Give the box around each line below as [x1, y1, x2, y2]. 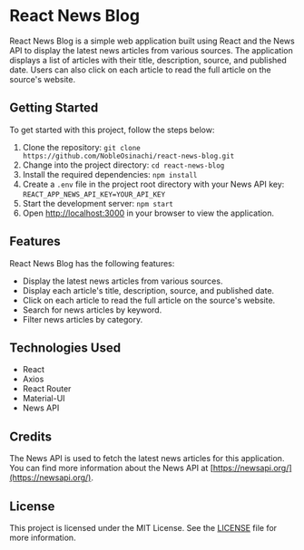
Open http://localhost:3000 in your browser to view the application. [22, 207, 275, 218]
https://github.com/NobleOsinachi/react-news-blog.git [22, 151, 235, 160]
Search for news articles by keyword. [22, 304, 162, 315]
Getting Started [9, 101, 99, 116]
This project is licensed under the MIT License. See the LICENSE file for [9, 523, 278, 533]
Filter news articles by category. [22, 314, 143, 324]
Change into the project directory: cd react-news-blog [22, 159, 225, 170]
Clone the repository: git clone [22, 141, 141, 152]
